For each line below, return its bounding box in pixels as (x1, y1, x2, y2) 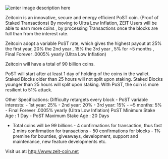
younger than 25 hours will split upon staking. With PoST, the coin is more (5, 81, 159, 87)
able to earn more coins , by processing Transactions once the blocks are (5, 25, 158, 31)
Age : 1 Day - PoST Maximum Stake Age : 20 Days (5, 113, 109, 119)
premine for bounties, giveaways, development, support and (12, 133, 138, 139)
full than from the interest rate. (5, 31, 69, 36)
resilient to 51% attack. (5, 87, 52, 93)
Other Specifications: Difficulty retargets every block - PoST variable (5, 96, 148, 102)
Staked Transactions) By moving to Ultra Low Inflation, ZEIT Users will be (5, 20, 157, 26)
